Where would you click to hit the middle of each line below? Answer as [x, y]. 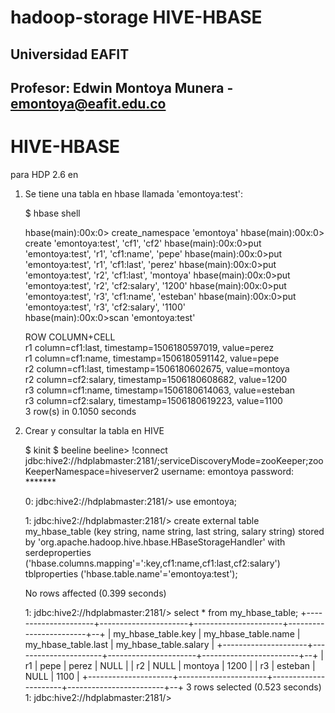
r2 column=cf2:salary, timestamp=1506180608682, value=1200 [156, 379]
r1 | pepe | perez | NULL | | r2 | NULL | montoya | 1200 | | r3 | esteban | [170, 665]
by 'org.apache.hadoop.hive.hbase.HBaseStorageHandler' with [155, 542]
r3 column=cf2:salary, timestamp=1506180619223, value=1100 [153, 400]
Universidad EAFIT [70, 54]
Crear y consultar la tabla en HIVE [94, 430]
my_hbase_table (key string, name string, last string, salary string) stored [174, 531]
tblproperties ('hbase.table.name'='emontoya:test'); [131, 573]
